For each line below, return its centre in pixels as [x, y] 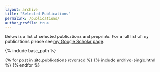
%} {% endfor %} [23, 65]
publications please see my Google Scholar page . [55, 42]
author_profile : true [27, 23]
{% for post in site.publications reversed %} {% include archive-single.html [80, 60]
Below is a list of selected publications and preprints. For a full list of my [77, 36]
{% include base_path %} [31, 51]
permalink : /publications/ [32, 18]
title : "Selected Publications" [38, 14]
